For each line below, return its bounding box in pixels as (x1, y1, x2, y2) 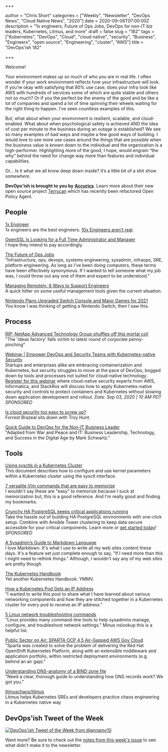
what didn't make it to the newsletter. (5, 742, 82, 748)
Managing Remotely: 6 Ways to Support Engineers (5, 282, 109, 289)
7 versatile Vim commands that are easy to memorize (5, 483, 115, 489)
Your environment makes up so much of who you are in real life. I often (5, 74, 151, 79)
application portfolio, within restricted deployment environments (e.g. (5, 653, 148, 659)
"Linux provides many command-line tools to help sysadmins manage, (5, 617, 150, 623)
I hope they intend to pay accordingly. (5, 241, 84, 247)
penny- (128, 336, 144, 342)
